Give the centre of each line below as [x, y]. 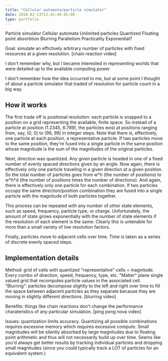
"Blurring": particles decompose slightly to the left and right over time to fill [83, 286]
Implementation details [42, 258]
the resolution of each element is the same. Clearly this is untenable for [79, 222]
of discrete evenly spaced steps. [39, 242]
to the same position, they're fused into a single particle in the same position [84, 144]
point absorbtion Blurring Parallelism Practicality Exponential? [69, 39]
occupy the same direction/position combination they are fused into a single [84, 191]
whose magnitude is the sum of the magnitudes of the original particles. [79, 149]
